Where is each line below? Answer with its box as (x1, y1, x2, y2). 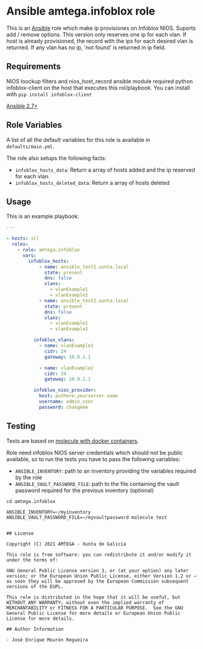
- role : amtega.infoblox (17, 247, 80, 253)
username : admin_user (38, 398, 94, 404)
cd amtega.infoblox (6, 498, 56, 504)
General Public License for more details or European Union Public (6, 610, 181, 616)
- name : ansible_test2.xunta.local (38, 297, 129, 304)
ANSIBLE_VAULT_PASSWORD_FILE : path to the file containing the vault (15, 480, 179, 487)
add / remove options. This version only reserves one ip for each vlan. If (6, 30, 187, 38)
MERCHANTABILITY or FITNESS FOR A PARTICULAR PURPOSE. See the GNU (6, 605, 184, 611)
